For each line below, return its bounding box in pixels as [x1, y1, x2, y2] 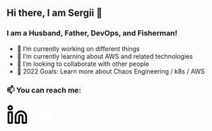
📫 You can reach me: [6, 85, 82, 95]
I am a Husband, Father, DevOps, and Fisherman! [6, 28, 178, 38]
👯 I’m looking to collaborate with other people [16, 59, 150, 68]
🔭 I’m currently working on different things [16, 44, 140, 53]
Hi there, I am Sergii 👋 [6, 7, 103, 19]
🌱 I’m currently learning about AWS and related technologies [16, 52, 194, 60]
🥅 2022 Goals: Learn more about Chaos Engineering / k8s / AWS [16, 67, 206, 75]
